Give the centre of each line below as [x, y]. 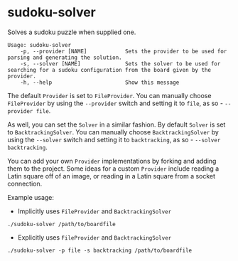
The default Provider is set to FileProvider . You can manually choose [109, 95]
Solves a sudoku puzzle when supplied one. [72, 32]
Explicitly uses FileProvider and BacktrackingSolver [94, 237]
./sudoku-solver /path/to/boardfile [61, 224]
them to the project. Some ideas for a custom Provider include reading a [113, 169]
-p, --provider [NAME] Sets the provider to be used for [124, 51]
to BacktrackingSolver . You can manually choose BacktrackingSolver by [113, 132]
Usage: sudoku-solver [39, 45]
